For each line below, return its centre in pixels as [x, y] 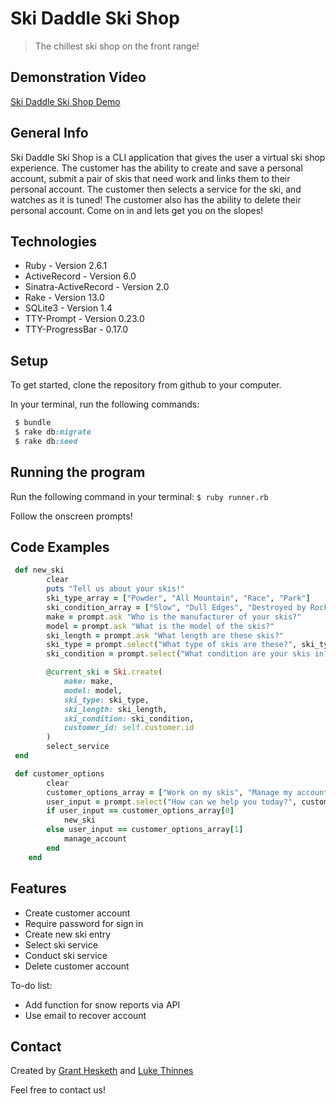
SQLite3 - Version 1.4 [68, 308]
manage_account [95, 839]
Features [38, 888]
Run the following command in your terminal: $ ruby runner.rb [139, 496]
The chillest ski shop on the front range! [117, 46]
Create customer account [77, 913]
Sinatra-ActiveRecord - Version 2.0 [97, 287]
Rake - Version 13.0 [64, 298]
